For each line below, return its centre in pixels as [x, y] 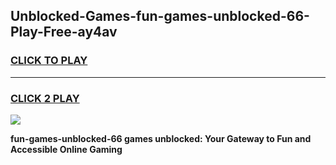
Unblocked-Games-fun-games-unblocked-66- [160, 16]
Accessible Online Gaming [66, 149]
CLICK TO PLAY [49, 61]
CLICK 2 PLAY [45, 98]
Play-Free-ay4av [64, 32]
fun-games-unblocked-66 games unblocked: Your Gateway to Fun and [161, 138]
